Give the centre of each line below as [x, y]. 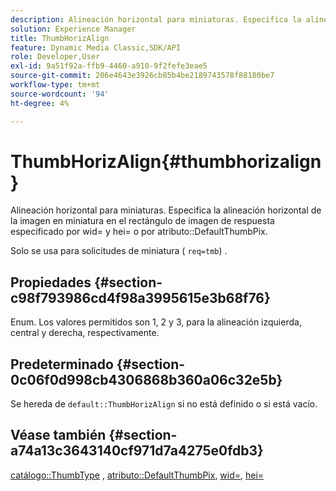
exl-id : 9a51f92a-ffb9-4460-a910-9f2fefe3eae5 [109, 66]
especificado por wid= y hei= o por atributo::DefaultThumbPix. [139, 232]
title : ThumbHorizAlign [60, 38]
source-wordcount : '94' [60, 94]
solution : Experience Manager [73, 29]
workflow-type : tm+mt [55, 85]
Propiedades [51, 282]
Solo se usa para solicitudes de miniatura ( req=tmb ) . [119, 251]
